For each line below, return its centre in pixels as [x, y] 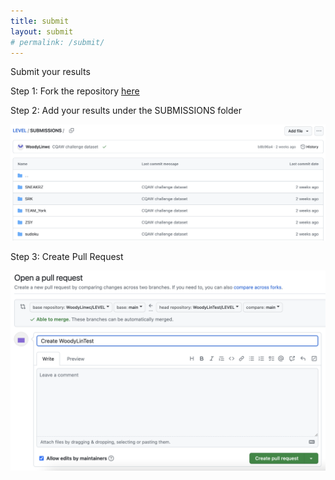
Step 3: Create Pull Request [67, 256]
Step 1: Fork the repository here [75, 91]
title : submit [40, 21]
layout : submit [42, 31]
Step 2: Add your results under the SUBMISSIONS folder [126, 111]
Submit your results [50, 72]
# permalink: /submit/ [57, 42]
